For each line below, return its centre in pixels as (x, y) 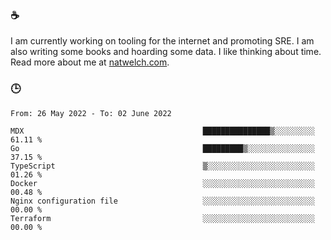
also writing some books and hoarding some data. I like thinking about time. (166, 52)
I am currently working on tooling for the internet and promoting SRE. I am (162, 41)
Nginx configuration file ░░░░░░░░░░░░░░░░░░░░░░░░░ (162, 201)
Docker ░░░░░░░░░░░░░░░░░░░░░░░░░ (162, 183)
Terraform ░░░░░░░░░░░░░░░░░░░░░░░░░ (162, 218)
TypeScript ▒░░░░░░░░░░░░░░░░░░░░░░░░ (162, 166)
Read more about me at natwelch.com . (90, 62)
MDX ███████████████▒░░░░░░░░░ (162, 131)
